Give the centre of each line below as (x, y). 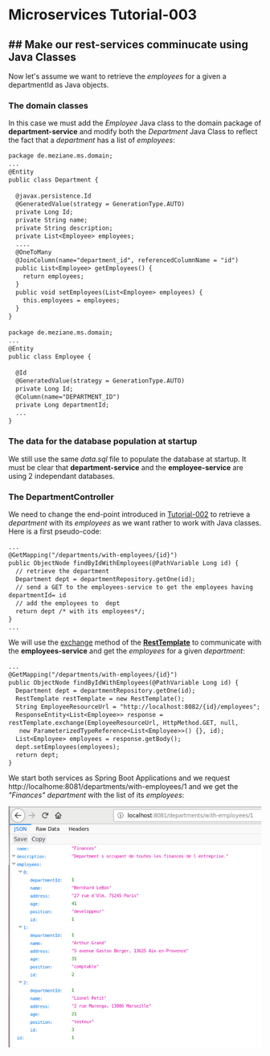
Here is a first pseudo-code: (55, 531)
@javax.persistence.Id (53, 196)
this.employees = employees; (72, 301)
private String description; (64, 228)
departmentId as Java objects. (59, 85)
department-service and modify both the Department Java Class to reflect (133, 132)
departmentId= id (37, 595)
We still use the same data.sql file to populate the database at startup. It (127, 459)
